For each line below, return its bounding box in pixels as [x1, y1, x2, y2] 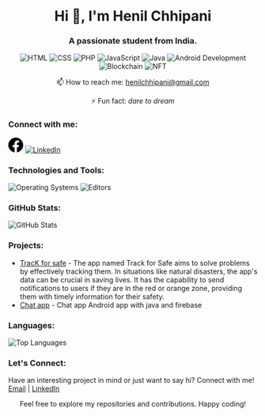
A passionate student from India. [68, 36, 198, 47]
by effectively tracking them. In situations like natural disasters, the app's [19, 267, 258, 276]
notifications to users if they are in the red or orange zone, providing [19, 283, 243, 293]
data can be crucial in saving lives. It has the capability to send [19, 274, 225, 284]
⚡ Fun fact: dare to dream [90, 96, 176, 106]
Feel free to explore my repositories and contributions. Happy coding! [19, 399, 247, 409]
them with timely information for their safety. [19, 292, 165, 301]
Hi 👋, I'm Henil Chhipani [54, 7, 212, 25]
